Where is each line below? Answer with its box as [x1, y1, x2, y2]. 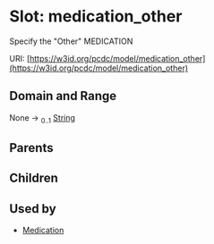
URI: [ [9, 53, 30, 63]
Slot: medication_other [9, 6, 183, 27]
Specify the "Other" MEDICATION [9, 36, 133, 46]
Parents [9, 140, 54, 156]
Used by [9, 201, 56, 216]
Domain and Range [9, 88, 117, 104]
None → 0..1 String [9, 112, 76, 125]
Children [9, 171, 58, 186]
